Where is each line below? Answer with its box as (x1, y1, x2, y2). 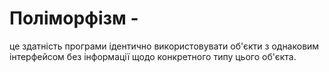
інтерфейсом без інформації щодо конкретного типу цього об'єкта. (9, 50, 297, 62)
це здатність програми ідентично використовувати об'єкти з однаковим (9, 40, 320, 52)
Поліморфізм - (9, 7, 139, 30)
